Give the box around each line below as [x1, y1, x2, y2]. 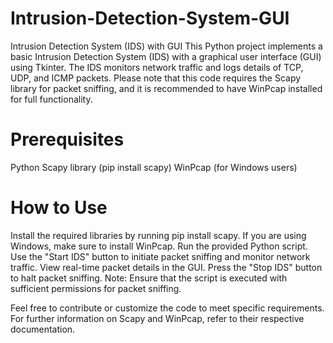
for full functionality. [10, 93, 93, 105]
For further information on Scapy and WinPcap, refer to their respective [10, 312, 305, 324]
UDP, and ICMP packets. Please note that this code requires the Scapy [10, 72, 302, 84]
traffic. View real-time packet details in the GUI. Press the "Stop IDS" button [10, 261, 323, 273]
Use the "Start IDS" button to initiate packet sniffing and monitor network [10, 250, 311, 262]
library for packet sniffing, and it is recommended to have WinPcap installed [10, 82, 323, 94]
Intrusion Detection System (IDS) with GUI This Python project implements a [10, 40, 323, 52]
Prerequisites [10, 128, 125, 151]
